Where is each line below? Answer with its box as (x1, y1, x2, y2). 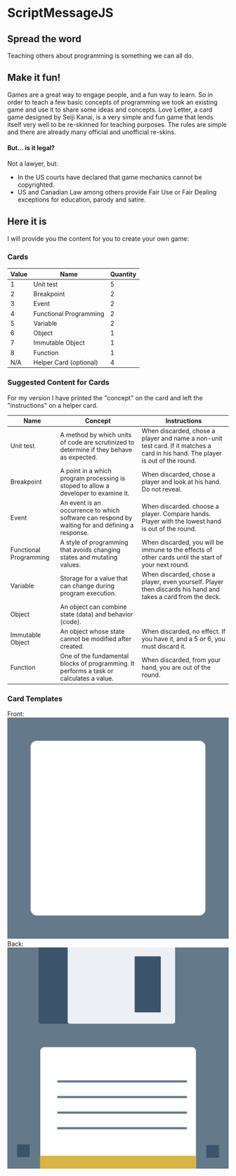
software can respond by (60, 513, 133, 522)
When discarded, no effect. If (141, 627, 226, 635)
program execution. (60, 588, 117, 597)
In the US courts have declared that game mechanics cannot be (17, 173, 202, 182)
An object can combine (60, 602, 127, 611)
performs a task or (60, 667, 114, 675)
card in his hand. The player (141, 449, 223, 458)
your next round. (141, 560, 190, 569)
